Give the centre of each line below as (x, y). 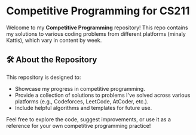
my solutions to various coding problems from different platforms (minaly (96, 33)
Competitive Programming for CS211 (98, 11)
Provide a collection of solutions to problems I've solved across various (102, 95)
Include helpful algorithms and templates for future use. (83, 108)
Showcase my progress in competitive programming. (80, 88)
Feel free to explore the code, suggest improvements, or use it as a (89, 119)
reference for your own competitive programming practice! (79, 125)
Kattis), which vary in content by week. (54, 40)
